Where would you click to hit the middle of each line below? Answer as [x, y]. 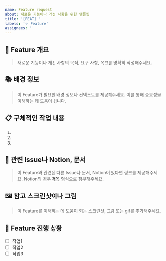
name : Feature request [28, 10]
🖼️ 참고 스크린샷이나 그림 [41, 196]
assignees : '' [20, 28]
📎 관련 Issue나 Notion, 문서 [45, 160]
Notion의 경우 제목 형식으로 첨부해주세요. [64, 179]
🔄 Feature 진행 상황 [34, 228]
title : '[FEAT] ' [23, 19]
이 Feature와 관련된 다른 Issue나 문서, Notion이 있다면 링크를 [77, 173]
